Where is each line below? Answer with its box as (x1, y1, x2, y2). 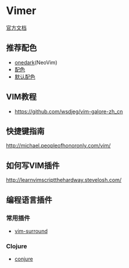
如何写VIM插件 (6, 160, 60, 170)
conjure (14, 256, 33, 263)
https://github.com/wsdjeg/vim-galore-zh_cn (14, 108, 123, 115)
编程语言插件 (6, 195, 53, 205)
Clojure (6, 242, 27, 250)
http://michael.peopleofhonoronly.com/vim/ (6, 142, 111, 149)
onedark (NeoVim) (14, 59, 58, 66)
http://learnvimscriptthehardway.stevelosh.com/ (6, 177, 121, 184)
